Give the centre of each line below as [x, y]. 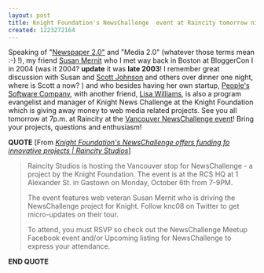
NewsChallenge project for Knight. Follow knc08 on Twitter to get [133, 206]
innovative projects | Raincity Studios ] [70, 151]
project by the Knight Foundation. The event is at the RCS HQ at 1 [133, 174]
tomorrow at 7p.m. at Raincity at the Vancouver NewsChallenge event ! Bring [131, 119]
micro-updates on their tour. [73, 215]
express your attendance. [69, 246]
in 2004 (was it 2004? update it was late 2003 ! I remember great [114, 69]
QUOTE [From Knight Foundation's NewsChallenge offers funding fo [119, 143]
